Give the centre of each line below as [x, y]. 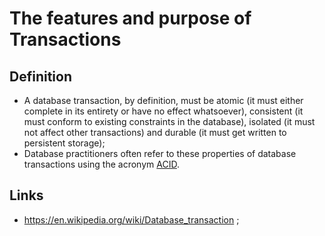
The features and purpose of [130, 18]
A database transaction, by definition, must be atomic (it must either [163, 100]
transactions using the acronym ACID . [101, 164]
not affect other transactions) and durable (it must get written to [155, 132]
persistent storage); [64, 143]
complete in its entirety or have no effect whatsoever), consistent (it [163, 111]
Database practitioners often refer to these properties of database [160, 153]
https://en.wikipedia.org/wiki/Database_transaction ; [131, 219]
